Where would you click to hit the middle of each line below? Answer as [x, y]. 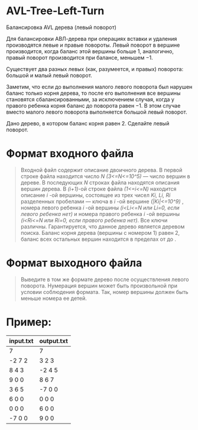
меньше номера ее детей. [54, 298]
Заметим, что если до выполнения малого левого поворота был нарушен [99, 86]
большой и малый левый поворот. [49, 75]
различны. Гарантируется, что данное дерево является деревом [103, 227]
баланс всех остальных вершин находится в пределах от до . [98, 239]
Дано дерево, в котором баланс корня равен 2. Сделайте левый [88, 123]
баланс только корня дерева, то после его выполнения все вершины [93, 93]
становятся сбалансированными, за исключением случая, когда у [90, 99]
